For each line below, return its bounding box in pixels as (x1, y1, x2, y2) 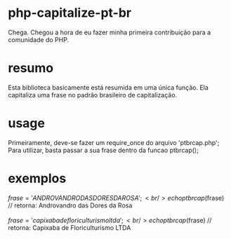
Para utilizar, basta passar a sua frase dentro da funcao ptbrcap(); (8, 146, 199, 154)
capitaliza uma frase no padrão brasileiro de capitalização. (8, 90, 178, 99)
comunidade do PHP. (8, 35, 70, 43)
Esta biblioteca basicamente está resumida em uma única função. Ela (8, 83, 209, 92)
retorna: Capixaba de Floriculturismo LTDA (8, 223, 131, 232)
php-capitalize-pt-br (8, 5, 132, 21)
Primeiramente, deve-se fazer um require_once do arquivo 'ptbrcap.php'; (8, 138, 220, 146)
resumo (8, 60, 54, 76)
